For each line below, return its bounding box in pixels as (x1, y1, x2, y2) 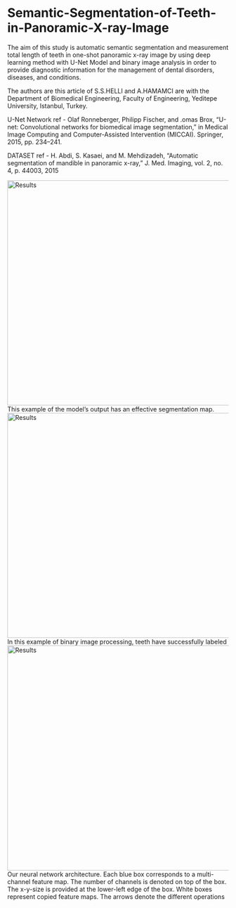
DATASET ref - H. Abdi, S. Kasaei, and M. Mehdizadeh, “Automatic (7, 151, 199, 160)
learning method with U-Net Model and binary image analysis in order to (7, 58, 216, 66)
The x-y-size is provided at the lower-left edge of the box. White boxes (7, 885, 213, 893)
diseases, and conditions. (7, 72, 81, 82)
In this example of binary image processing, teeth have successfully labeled (7, 637, 227, 646)
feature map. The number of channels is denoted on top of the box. (32, 877, 227, 885)
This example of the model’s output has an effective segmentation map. (7, 404, 215, 413)
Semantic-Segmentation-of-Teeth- (7, 5, 216, 21)
